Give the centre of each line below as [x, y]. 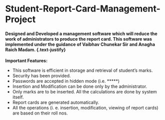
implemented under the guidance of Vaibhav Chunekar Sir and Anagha [80, 44]
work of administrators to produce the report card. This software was [79, 39]
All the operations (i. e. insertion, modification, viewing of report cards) [85, 108]
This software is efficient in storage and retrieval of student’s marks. [82, 70]
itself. [18, 97]
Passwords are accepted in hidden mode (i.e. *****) [66, 81]
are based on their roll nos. [40, 113]
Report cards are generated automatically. [56, 102]
